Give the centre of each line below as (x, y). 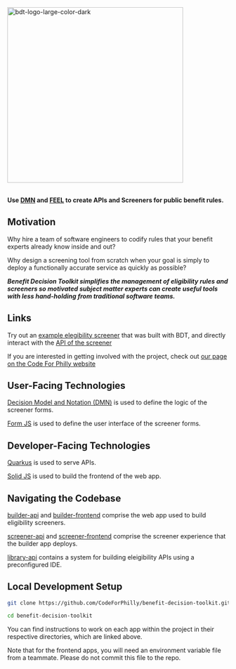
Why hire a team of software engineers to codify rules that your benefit (110, 239)
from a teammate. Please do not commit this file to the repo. (94, 657)
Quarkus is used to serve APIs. (52, 463)
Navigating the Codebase (64, 498)
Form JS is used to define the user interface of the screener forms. (104, 423)
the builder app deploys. (42, 544)
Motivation (32, 222)
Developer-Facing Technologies (79, 445)
